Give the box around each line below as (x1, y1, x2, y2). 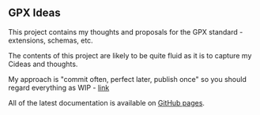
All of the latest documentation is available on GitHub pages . (8, 98, 205, 107)
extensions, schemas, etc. (8, 35, 93, 45)
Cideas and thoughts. (8, 59, 78, 69)
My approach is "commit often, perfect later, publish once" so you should (8, 74, 247, 83)
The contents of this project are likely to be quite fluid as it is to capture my (8, 50, 252, 60)
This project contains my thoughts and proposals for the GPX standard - (8, 27, 243, 36)
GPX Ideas (8, 6, 61, 20)
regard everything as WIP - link (8, 83, 110, 92)
